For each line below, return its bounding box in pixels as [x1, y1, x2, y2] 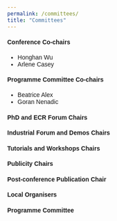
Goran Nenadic [17, 98, 59, 105]
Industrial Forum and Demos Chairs [7, 129, 111, 137]
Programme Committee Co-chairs [7, 76, 104, 84]
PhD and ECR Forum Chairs [7, 113, 88, 121]
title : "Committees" [7, 17, 67, 24]
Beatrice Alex [17, 91, 53, 98]
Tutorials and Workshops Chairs [7, 144, 100, 152]
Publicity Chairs [7, 160, 53, 168]
